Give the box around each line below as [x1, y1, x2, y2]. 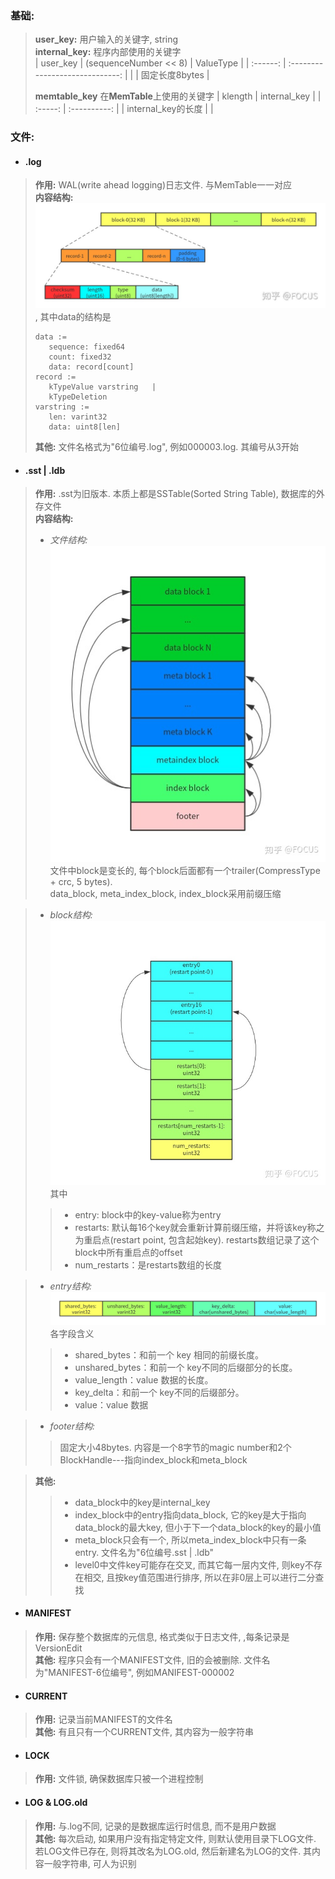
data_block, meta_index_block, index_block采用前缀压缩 [49, 887, 282, 899]
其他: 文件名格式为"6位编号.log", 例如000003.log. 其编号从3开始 [34, 441, 299, 453]
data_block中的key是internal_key [74, 1496, 211, 1508]
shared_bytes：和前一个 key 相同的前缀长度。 [74, 1348, 264, 1361]
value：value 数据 [74, 1398, 149, 1411]
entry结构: [49, 1280, 92, 1292]
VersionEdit [34, 1642, 83, 1654]
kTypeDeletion [48, 392, 108, 402]
